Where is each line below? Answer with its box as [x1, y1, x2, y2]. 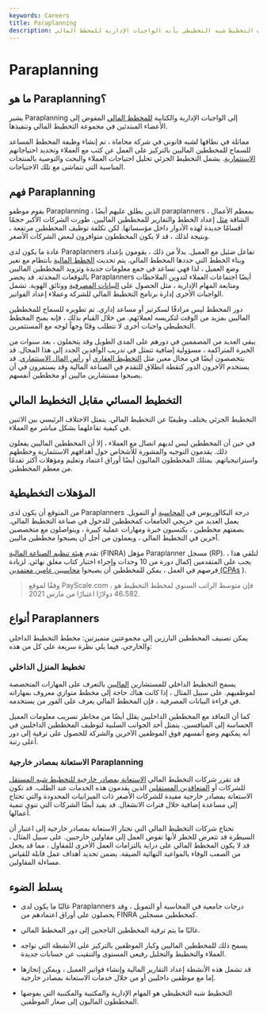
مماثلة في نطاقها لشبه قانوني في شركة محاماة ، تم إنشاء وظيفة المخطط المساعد [9, 136, 250, 147]
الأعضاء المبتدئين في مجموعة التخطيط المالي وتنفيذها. [9, 121, 168, 131]
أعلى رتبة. [9, 736, 39, 746]
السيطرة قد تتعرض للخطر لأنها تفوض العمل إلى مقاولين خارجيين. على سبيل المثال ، [9, 832, 255, 842]
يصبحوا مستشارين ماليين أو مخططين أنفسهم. [9, 371, 143, 380]
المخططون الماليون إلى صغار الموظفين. [20, 997, 139, 1006]
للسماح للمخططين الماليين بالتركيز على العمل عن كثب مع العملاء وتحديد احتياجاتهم [9, 145, 251, 155]
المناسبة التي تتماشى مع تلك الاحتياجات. [9, 162, 126, 171]
